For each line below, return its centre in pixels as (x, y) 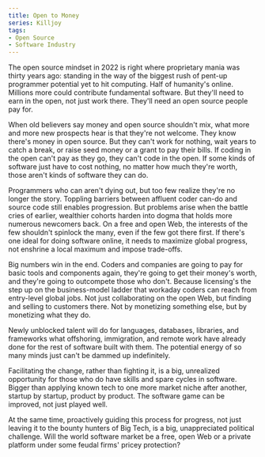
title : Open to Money (44, 15)
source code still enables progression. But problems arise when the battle (128, 207)
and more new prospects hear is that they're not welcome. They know (122, 133)
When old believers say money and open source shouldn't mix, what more (129, 125)
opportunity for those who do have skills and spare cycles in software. (123, 380)
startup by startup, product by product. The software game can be (117, 396)
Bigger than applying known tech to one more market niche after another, (128, 387)
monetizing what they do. (49, 315)
